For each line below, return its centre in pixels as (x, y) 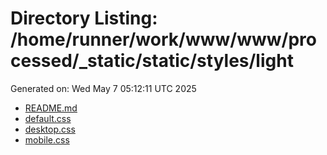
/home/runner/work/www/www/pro (163, 39)
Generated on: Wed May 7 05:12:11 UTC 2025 (103, 88)
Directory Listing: (84, 18)
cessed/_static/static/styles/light (152, 61)
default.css (48, 118)
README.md (51, 108)
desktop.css (50, 129)
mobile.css (47, 139)
